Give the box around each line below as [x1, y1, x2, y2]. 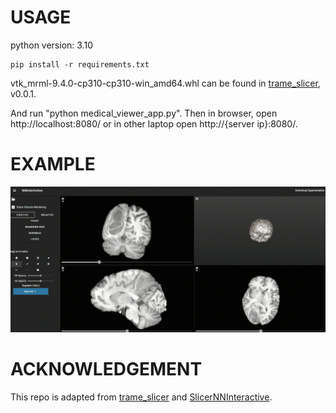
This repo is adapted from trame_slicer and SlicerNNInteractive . [10, 391, 273, 403]
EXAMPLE [10, 153, 96, 176]
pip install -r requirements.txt [10, 59, 150, 70]
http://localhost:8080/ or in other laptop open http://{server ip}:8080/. [10, 117, 298, 130]
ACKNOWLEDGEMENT [10, 358, 203, 381]
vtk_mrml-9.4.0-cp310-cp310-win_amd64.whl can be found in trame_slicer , [10, 77, 321, 89]
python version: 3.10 [10, 39, 93, 51]
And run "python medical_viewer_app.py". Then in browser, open [10, 107, 278, 119]
